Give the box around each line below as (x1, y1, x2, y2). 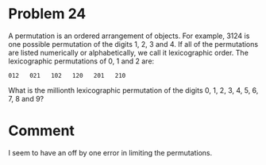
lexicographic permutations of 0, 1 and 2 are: (8, 56, 155, 66)
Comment (8, 122, 75, 140)
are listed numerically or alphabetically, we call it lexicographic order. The (8, 48, 249, 57)
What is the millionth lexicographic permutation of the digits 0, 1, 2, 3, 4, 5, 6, (8, 85, 259, 95)
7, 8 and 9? (8, 94, 44, 103)
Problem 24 (8, 5, 87, 23)
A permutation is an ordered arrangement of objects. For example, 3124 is (8, 31, 250, 40)
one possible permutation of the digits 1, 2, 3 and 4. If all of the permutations (8, 39, 259, 48)
